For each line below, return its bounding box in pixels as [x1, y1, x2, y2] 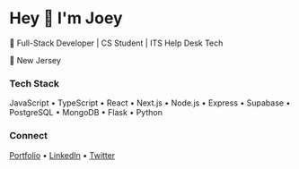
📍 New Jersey [9, 55, 61, 65]
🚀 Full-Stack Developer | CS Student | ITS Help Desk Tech [9, 38, 224, 48]
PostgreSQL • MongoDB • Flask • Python [9, 107, 163, 118]
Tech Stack [9, 77, 60, 89]
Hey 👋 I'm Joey [9, 8, 123, 29]
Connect [9, 130, 48, 142]
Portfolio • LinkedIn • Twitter [9, 149, 116, 160]
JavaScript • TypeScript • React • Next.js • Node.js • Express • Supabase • [9, 97, 291, 108]
